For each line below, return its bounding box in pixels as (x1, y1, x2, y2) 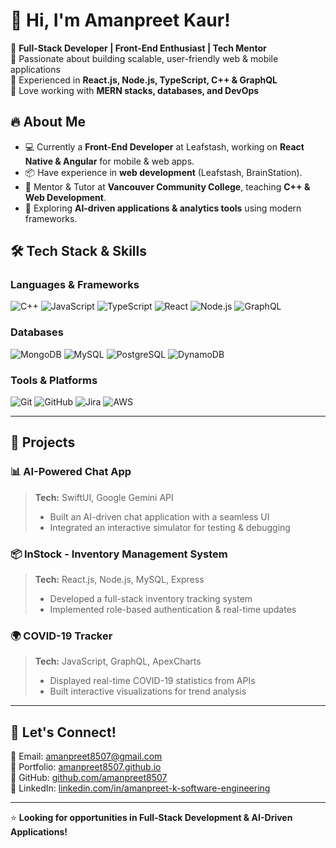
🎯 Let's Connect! (10, 724, 117, 741)
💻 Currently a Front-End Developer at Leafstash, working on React (24, 140, 305, 153)
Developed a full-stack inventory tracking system (49, 593, 253, 605)
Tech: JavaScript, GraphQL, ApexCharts (34, 655, 202, 668)
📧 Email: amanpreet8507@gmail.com (10, 750, 163, 763)
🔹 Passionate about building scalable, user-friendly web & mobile (10, 52, 279, 64)
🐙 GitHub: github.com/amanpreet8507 (10, 772, 168, 784)
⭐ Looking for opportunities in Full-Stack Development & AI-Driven (10, 812, 293, 824)
